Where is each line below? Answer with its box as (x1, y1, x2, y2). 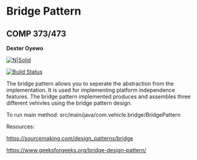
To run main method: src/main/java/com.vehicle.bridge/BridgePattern (6, 111, 181, 118)
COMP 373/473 (6, 29, 66, 39)
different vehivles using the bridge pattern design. (6, 99, 132, 106)
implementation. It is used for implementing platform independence (6, 86, 176, 94)
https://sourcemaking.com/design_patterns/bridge (6, 135, 134, 142)
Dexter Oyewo (6, 44, 44, 52)
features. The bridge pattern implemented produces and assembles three (6, 93, 191, 100)
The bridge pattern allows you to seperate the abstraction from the (6, 80, 174, 87)
